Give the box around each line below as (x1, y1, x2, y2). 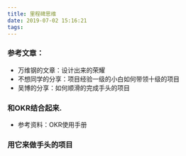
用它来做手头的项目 (7, 140, 73, 150)
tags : (7, 23, 23, 30)
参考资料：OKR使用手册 (17, 120, 87, 128)
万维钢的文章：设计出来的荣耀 (17, 65, 105, 74)
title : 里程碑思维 (7, 10, 57, 18)
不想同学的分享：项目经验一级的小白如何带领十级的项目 (17, 74, 180, 83)
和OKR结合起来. (7, 103, 62, 113)
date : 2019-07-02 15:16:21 (7, 17, 87, 24)
